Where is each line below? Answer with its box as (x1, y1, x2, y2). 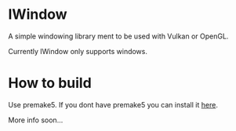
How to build (8, 75, 92, 92)
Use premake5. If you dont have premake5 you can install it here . (8, 100, 218, 109)
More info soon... (8, 115, 64, 125)
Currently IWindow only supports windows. (8, 46, 147, 56)
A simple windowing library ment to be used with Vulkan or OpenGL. (8, 31, 229, 41)
